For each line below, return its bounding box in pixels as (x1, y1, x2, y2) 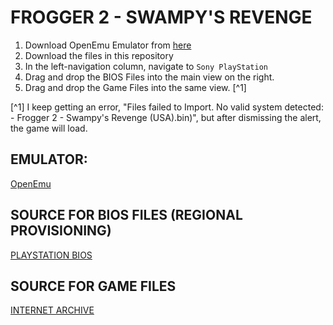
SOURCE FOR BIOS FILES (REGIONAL (10, 207, 243, 224)
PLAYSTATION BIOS (10, 249, 93, 261)
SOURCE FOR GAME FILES (10, 277, 177, 295)
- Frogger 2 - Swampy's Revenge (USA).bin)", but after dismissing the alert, (10, 111, 322, 123)
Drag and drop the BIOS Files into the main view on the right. (24, 71, 275, 83)
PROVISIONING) (10, 222, 112, 240)
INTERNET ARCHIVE (10, 304, 95, 316)
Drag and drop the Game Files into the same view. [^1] (24, 81, 247, 93)
